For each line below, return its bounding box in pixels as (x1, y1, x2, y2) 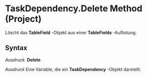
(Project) (5, 13, 42, 25)
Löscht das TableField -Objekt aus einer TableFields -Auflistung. (5, 29, 137, 35)
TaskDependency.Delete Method (5, 3, 143, 14)
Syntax (5, 44, 28, 52)
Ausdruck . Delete (5, 57, 41, 63)
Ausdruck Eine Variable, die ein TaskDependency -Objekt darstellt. (5, 66, 142, 72)
